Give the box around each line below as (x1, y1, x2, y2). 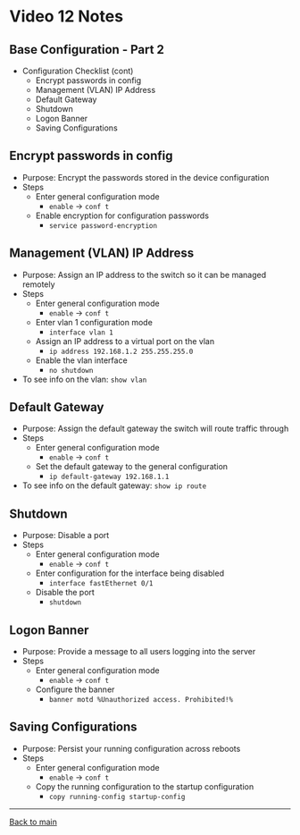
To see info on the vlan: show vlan (21, 374, 147, 384)
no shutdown (48, 366, 94, 375)
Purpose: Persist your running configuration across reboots (21, 743, 241, 754)
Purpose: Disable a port (21, 530, 110, 541)
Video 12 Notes (9, 6, 123, 27)
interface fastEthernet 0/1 (48, 579, 154, 588)
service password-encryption (48, 221, 158, 230)
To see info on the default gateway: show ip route (21, 480, 207, 491)
